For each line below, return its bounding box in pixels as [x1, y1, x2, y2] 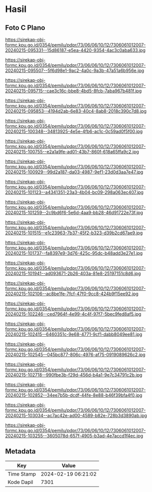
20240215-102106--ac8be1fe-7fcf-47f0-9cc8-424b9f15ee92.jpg [5, 291, 139, 297]
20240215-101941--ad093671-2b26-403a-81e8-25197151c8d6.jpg [5, 271, 141, 276]
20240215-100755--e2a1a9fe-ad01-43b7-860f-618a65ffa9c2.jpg [5, 149, 140, 154]
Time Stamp [7, 471, 36, 478]
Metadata [5, 447, 36, 456]
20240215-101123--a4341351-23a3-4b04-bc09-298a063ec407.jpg [5, 189, 144, 195]
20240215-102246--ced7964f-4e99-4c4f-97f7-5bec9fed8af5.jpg [5, 311, 142, 317]
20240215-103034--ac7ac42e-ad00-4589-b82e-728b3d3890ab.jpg [5, 413, 147, 418]
